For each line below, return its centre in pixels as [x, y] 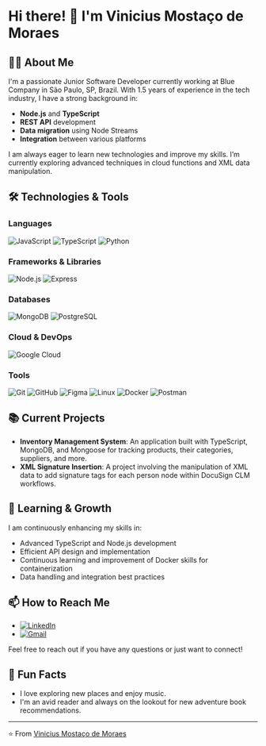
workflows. [38, 483]
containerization [46, 568]
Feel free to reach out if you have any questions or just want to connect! [125, 649]
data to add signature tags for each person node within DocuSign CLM [135, 475]
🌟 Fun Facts [38, 674]
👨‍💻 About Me [41, 62]
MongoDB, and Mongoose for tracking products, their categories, [126, 450]
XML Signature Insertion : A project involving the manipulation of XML [134, 467]
